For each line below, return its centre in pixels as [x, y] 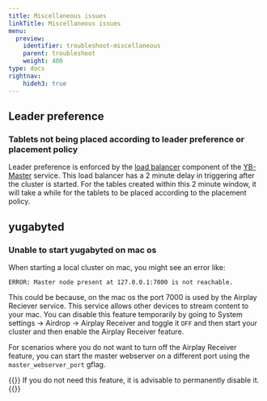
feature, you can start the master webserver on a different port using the [129, 356]
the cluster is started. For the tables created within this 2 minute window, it [132, 184]
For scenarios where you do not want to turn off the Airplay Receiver [123, 347]
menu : [17, 31]
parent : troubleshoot [59, 53]
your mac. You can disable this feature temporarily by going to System [125, 314]
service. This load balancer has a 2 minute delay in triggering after [144, 175]
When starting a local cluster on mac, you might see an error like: [117, 267]
